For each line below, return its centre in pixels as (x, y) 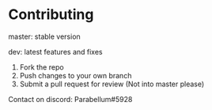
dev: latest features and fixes (55, 51)
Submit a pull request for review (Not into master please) (112, 84)
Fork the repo (42, 67)
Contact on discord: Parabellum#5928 (70, 99)
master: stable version (44, 36)
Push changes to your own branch (76, 75)
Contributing (51, 15)
